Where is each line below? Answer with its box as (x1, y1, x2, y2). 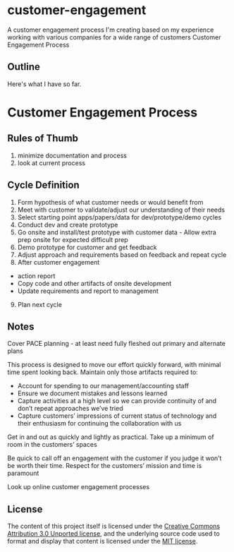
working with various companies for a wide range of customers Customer (7, 32, 221, 41)
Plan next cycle (17, 300, 62, 308)
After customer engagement (17, 258, 100, 266)
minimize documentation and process (17, 151, 128, 160)
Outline (7, 61, 40, 73)
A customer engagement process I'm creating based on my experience (7, 25, 214, 34)
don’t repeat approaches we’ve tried (17, 404, 123, 413)
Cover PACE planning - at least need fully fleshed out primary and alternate (7, 340, 226, 348)
